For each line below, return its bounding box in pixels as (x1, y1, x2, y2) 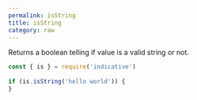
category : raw (8, 26, 55, 34)
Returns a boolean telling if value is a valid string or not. (8, 48, 190, 57)
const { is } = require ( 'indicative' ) (8, 63, 136, 71)
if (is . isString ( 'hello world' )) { (8, 78, 126, 86)
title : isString (8, 19, 62, 27)
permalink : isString (8, 11, 77, 20)
